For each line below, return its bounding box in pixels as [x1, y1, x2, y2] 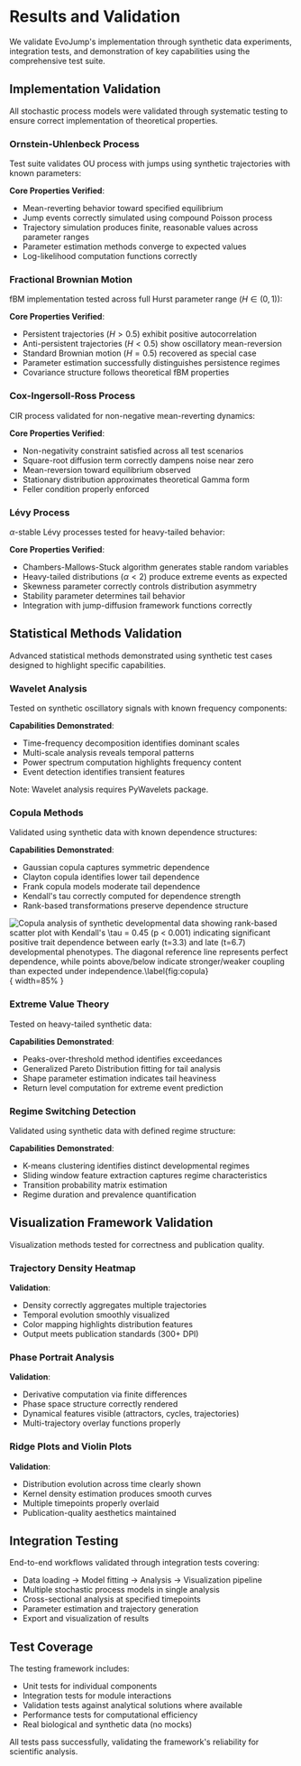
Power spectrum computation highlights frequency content [22, 757, 242, 768]
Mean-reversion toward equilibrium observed [22, 464, 191, 475]
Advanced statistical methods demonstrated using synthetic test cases [9, 650, 273, 661]
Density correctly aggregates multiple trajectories [22, 1300, 207, 1311]
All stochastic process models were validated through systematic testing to [9, 106, 288, 116]
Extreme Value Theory [9, 998, 110, 1010]
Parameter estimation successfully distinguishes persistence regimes [22, 358, 281, 368]
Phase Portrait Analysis [9, 1351, 114, 1363]
